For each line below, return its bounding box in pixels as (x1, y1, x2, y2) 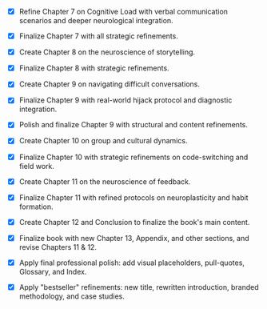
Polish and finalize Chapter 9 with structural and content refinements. (18, 120, 249, 130)
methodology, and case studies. (18, 291, 125, 301)
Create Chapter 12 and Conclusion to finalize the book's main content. (18, 217, 250, 227)
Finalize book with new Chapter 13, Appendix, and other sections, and (18, 233, 249, 243)
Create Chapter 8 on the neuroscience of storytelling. (18, 47, 196, 57)
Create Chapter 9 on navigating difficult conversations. (18, 79, 201, 89)
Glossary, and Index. (18, 267, 87, 276)
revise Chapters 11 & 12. (18, 242, 98, 251)
